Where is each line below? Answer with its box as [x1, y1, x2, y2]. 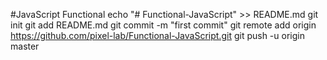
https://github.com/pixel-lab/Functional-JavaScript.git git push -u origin [10, 30, 305, 41]
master [10, 40, 40, 52]
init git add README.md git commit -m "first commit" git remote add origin [10, 19, 317, 31]
